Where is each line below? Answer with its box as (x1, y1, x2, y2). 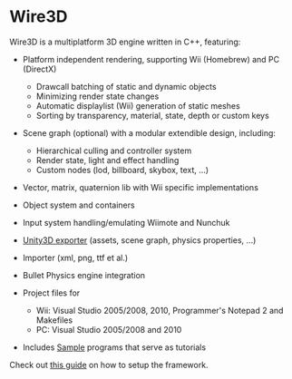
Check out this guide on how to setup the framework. (9, 359, 209, 370)
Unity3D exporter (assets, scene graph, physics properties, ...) (22, 234, 257, 246)
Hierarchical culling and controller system (35, 145, 192, 156)
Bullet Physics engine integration (22, 269, 146, 280)
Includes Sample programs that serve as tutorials (22, 342, 207, 353)
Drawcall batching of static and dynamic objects (35, 81, 217, 92)
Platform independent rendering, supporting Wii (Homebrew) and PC (22, 53, 279, 64)
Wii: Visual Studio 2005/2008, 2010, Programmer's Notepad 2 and (35, 305, 284, 316)
